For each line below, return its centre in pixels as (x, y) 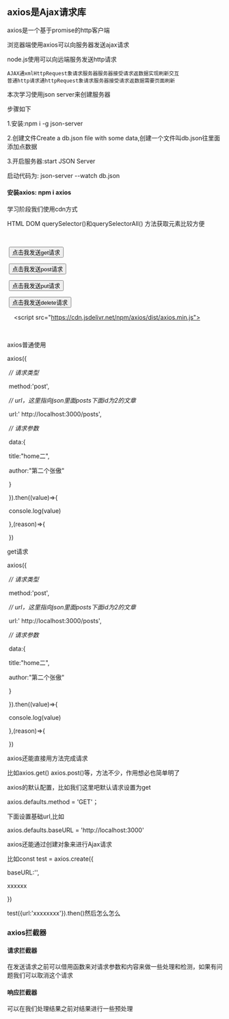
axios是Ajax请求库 (47, 12)
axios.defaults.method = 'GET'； (53, 802)
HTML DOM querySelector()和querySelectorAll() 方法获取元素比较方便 (106, 224)
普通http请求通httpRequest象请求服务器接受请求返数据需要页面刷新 (91, 81)
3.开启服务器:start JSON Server (51, 161)
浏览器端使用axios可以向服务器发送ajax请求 (68, 45)
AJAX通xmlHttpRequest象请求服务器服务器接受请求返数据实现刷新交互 (93, 73)
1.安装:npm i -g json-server (45, 123)
